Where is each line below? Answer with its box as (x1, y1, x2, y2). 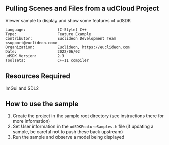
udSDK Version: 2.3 (5, 53, 65, 58)
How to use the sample (5, 100, 79, 108)
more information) (12, 118, 50, 124)
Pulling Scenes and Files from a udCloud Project (5, 4, 159, 13)
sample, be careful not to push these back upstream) (12, 129, 123, 135)
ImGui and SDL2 (5, 85, 39, 91)
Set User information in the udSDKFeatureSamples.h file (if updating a (12, 123, 154, 130)
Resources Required (5, 71, 71, 80)
